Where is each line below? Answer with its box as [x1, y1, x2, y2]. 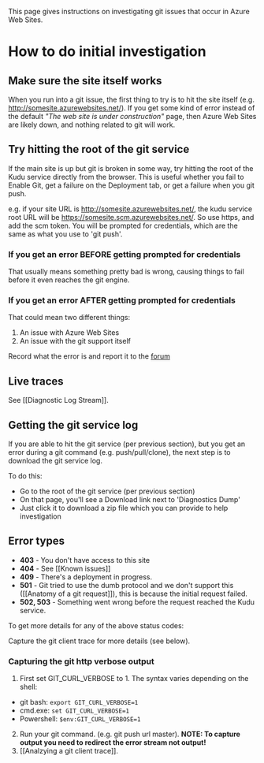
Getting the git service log [8, 418, 139, 432]
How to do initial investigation [8, 43, 206, 61]
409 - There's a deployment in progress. [19, 571, 153, 582]
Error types [8, 534, 65, 548]
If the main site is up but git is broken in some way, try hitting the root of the [8, 163, 254, 173]
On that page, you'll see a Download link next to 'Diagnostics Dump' [19, 495, 240, 504]
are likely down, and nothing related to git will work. [8, 120, 176, 129]
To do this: [8, 471, 43, 481]
